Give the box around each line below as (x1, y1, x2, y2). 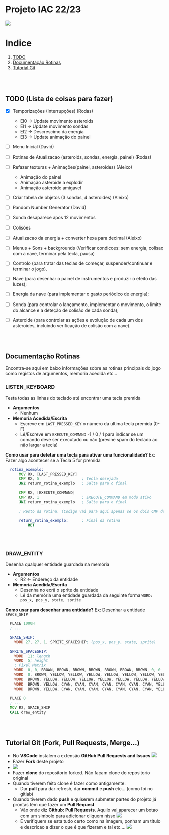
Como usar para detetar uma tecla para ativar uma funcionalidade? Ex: (5, 451, 156, 458)
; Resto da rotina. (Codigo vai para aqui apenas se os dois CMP (18, 509, 158, 514)
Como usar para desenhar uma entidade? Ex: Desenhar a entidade (5, 606, 145, 613)
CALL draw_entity (10, 710, 46, 715)
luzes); (12, 281, 27, 287)
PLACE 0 (10, 696, 26, 701)
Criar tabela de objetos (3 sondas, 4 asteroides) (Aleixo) (12, 194, 129, 200)
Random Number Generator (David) (12, 205, 87, 210)
